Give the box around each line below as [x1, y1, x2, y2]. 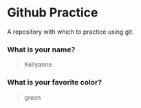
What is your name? [7, 45, 76, 54]
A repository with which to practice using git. [7, 28, 134, 36]
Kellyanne [23, 61, 53, 69]
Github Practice [7, 5, 98, 21]
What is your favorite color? [7, 78, 102, 87]
